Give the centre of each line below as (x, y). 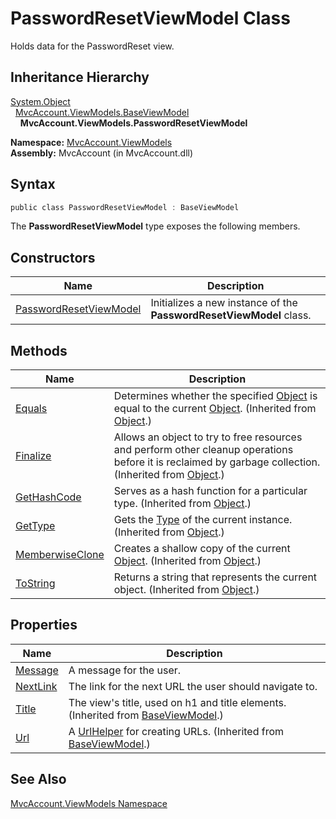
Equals (31, 409)
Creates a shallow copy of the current (202, 549)
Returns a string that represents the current (215, 577)
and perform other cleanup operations (203, 450)
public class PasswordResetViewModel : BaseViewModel (125, 207)
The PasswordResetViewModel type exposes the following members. (155, 226)
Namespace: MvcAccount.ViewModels (91, 142)
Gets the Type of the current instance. (203, 520)
